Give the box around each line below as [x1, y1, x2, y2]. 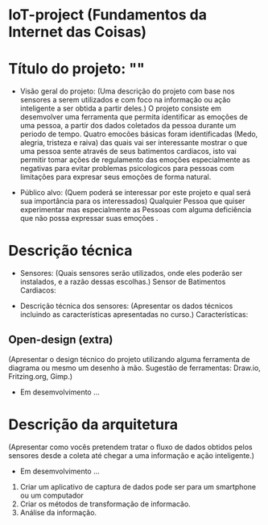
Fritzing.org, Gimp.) [8, 371, 73, 381]
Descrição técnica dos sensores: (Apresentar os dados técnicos [19, 301, 233, 311]
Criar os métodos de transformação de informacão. [19, 498, 191, 509]
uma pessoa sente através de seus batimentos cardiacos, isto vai [19, 147, 237, 156]
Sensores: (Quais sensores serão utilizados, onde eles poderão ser [19, 269, 243, 278]
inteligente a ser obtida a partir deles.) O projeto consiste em [19, 103, 221, 114]
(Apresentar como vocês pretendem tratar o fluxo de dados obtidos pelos [8, 442, 253, 452]
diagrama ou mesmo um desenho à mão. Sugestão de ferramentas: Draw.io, [8, 363, 262, 373]
